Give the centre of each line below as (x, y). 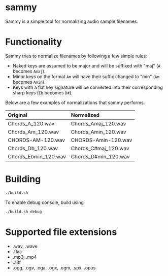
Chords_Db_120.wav (33, 148)
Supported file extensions (61, 232)
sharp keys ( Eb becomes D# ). (42, 92)
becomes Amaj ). (29, 71)
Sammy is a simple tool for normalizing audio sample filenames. (72, 21)
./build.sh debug (24, 212)
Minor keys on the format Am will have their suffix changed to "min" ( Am (86, 76)
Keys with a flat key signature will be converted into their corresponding (88, 87)
